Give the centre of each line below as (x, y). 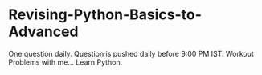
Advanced (43, 32)
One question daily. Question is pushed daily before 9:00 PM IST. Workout (131, 53)
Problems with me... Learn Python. (65, 62)
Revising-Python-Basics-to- (105, 15)
